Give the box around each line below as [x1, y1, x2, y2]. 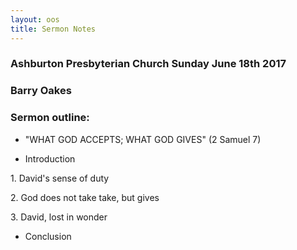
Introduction [24, 152, 76, 165]
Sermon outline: [10, 111, 90, 125]
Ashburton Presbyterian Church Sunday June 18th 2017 [10, 57, 287, 71]
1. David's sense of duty [10, 172, 110, 184]
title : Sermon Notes [10, 24, 97, 34]
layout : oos [10, 14, 60, 25]
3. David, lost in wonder [10, 211, 108, 223]
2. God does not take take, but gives [10, 191, 160, 203]
